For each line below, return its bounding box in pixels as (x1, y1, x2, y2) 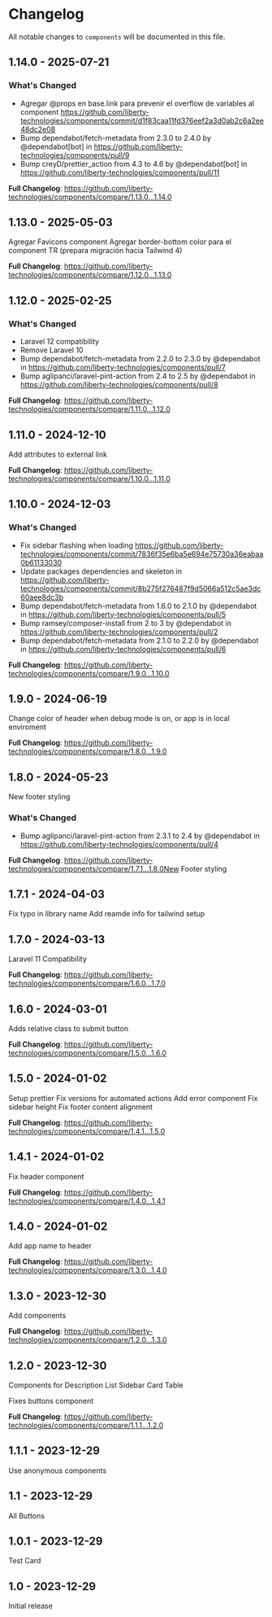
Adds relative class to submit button (8, 1023, 128, 1034)
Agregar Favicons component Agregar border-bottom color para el (8, 237, 231, 247)
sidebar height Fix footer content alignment (8, 1102, 153, 1112)
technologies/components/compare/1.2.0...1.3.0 (8, 1335, 168, 1345)
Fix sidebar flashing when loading (19, 540, 134, 550)
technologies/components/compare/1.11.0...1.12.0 (8, 404, 171, 414)
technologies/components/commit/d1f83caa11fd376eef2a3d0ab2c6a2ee (19, 116, 265, 125)
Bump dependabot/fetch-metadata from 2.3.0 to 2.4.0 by (19, 133, 212, 142)
